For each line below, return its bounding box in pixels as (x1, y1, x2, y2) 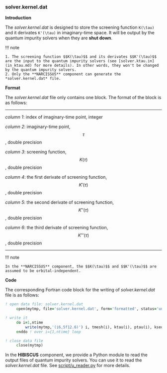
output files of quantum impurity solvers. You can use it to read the (5, 357, 142, 363)
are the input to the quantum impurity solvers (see (5, 59, 117, 64)
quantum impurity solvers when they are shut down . (5, 35, 113, 41)
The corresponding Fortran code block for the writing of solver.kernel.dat (5, 287, 156, 293)
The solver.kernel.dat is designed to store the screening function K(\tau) (5, 24, 155, 30)
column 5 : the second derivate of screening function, (5, 199, 114, 205)
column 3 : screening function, (5, 149, 67, 155)
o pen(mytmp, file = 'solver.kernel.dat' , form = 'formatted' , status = (16, 306, 157, 312)
